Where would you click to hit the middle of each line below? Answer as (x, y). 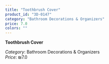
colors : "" (16, 28)
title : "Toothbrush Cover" (33, 10)
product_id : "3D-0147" (28, 14)
